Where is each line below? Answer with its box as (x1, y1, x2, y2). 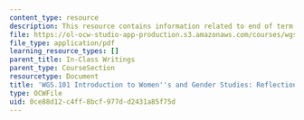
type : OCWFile (9, 88, 63, 97)
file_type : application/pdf (9, 38, 116, 48)
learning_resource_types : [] (9, 47, 119, 56)
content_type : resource (9, 13, 100, 23)
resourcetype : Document (9, 72, 100, 81)
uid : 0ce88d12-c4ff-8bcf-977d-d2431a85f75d (9, 97, 176, 106)
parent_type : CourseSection (9, 64, 116, 73)
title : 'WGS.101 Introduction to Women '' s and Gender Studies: (9, 80, 253, 89)
